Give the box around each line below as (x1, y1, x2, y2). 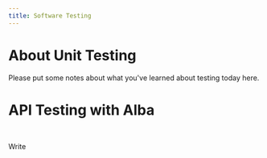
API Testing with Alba (8, 101, 155, 119)
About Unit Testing (8, 46, 137, 64)
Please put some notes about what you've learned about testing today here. (8, 73, 260, 83)
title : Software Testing (8, 11, 92, 20)
